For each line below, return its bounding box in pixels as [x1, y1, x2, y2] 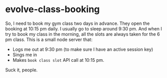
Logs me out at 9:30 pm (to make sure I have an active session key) [12, 46, 153, 52]
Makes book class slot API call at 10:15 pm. [12, 57, 104, 63]
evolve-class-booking [5, 4, 100, 15]
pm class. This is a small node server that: [5, 36, 93, 43]
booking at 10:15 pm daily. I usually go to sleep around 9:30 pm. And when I [5, 25, 162, 31]
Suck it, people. [5, 67, 38, 73]
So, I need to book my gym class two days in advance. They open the [5, 20, 150, 26]
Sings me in [12, 52, 37, 58]
